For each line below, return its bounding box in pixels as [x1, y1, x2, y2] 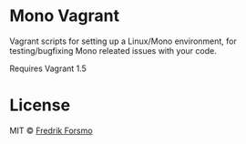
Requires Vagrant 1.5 [9, 63, 87, 74]
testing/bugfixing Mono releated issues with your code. [9, 45, 217, 56]
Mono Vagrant [9, 5, 120, 26]
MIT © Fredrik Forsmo [9, 125, 93, 136]
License [9, 95, 71, 116]
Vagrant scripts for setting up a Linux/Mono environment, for [9, 36, 237, 46]
